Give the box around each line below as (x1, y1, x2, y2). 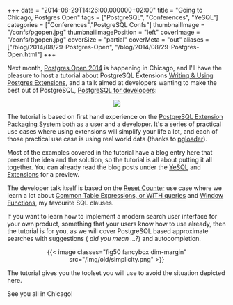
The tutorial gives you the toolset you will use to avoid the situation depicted (7, 269, 225, 277)
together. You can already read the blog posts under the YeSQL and (7, 163, 202, 171)
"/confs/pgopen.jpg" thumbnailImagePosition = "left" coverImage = (7, 28, 200, 36)
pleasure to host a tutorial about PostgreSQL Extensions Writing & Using (7, 71, 214, 79)
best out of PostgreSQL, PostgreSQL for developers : (7, 86, 158, 94)
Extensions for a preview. (7, 171, 80, 178)
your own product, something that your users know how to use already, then (7, 219, 226, 228)
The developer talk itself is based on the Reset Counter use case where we (7, 184, 223, 192)
